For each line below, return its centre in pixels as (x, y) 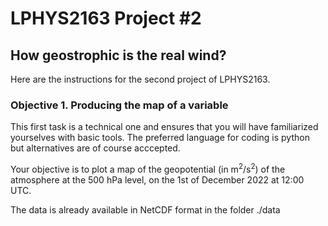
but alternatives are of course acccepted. (95, 148)
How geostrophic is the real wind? (118, 55)
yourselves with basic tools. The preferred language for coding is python (160, 138)
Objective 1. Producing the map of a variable (119, 105)
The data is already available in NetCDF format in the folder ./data (145, 209)
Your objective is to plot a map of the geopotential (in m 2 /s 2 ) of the (148, 168)
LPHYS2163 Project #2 (106, 18)
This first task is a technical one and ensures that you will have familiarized (164, 127)
